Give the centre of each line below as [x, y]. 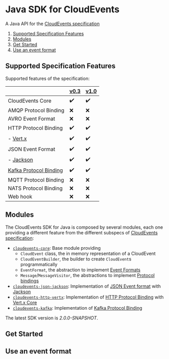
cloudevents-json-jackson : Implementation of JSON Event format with [87, 286]
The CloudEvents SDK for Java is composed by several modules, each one [84, 227]
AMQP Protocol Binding [36, 110]
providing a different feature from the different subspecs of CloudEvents [81, 232]
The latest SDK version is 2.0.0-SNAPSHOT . [52, 318]
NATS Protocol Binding [35, 188]
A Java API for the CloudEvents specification [52, 24]
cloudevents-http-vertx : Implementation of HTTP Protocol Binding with [88, 297]
